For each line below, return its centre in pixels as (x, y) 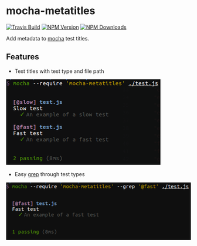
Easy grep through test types (50, 174)
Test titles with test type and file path (59, 71)
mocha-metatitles (51, 11)
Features (23, 57)
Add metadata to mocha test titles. (48, 38)
